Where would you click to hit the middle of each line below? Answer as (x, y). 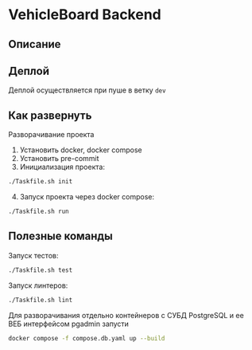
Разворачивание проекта (51, 135)
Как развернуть (50, 115)
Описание (35, 44)
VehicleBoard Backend (85, 15)
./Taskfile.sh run (39, 212)
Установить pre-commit (59, 159)
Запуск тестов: (33, 255)
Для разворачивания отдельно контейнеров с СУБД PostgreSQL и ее (126, 315)
